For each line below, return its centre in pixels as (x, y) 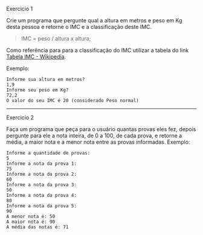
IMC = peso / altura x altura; (56, 38)
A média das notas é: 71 (37, 227)
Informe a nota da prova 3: (42, 185)
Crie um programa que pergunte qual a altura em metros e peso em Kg (94, 20)
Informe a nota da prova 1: (42, 164)
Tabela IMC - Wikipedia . (36, 56)
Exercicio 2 (20, 117)
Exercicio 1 (20, 9)
